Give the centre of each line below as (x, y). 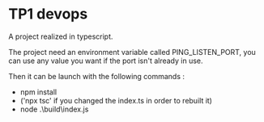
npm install (38, 92)
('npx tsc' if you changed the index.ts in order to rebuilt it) (116, 100)
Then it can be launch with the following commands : (96, 76)
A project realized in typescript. (61, 36)
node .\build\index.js (54, 109)
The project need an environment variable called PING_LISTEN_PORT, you (132, 52)
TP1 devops (48, 14)
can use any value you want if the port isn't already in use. (106, 61)
